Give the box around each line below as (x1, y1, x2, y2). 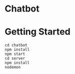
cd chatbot (5, 43, 28, 48)
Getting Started (5, 26, 71, 38)
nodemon (5, 65, 21, 70)
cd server (5, 56, 26, 61)
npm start (5, 51, 26, 57)
